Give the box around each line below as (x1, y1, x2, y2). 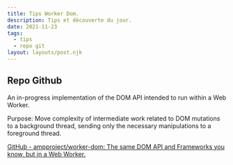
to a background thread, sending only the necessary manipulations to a (7, 121, 211, 129)
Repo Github (7, 74, 63, 87)
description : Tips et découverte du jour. (7, 17, 132, 24)
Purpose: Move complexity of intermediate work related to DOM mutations (7, 114, 220, 123)
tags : (7, 29, 23, 37)
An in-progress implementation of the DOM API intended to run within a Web (7, 93, 227, 102)
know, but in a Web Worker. (7, 150, 86, 158)
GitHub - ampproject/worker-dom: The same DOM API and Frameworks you (7, 142, 225, 150)
